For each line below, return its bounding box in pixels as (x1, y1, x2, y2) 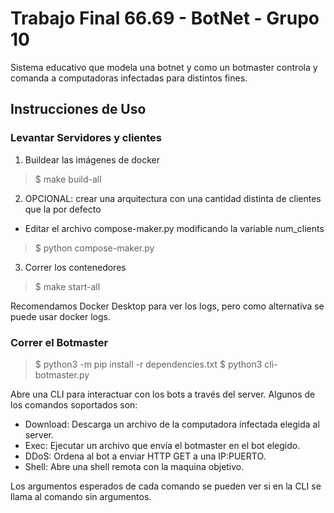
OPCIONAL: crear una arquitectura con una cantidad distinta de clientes (24, 192, 322, 204)
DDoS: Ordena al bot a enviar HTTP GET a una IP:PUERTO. (24, 450, 267, 462)
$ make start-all (34, 280, 101, 292)
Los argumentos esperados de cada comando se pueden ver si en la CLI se (10, 480, 322, 492)
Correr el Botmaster (10, 335, 109, 349)
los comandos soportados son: (10, 398, 138, 411)
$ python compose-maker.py (34, 242, 155, 254)
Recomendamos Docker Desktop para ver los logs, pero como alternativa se (10, 300, 325, 312)
